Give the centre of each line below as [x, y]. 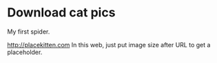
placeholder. [25, 52]
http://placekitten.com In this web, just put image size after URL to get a [109, 45]
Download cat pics [61, 13]
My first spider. [29, 32]
